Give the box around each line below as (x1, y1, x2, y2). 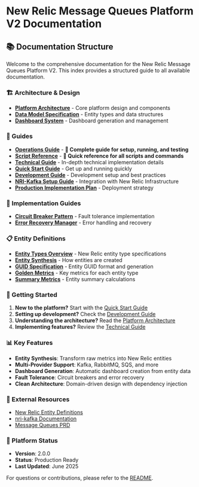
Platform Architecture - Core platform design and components (14, 104, 170, 112)
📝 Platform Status (6, 437, 58, 444)
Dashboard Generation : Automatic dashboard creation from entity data (14, 367, 191, 374)
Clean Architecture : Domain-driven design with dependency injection (14, 380, 188, 387)
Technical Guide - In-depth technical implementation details (14, 158, 164, 166)
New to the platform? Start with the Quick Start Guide (14, 304, 148, 311)
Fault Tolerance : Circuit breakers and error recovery (14, 374, 145, 381)
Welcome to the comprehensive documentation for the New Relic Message (6, 61, 191, 67)
